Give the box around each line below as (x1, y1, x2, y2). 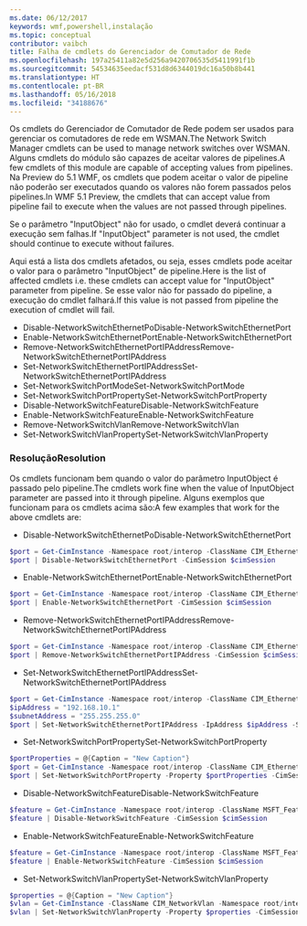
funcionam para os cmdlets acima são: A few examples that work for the (9, 502, 281, 513)
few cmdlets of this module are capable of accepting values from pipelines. (9, 162, 293, 174)
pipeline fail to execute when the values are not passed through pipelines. (9, 201, 288, 212)
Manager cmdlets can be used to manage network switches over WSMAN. (9, 143, 291, 154)
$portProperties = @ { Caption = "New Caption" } (9, 754, 190, 763)
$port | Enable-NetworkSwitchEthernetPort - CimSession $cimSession (9, 598, 272, 608)
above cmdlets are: (9, 511, 82, 522)
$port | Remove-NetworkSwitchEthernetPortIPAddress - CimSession (9, 651, 259, 660)
